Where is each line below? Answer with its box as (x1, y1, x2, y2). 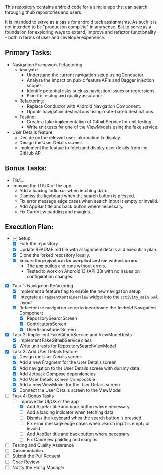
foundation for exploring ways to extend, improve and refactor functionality (5, 29, 156, 35)
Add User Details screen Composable (19, 376, 95, 382)
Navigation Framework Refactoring (12, 61, 82, 68)
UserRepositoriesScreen (26, 327, 76, 332)
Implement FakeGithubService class (19, 337, 92, 343)
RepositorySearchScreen (26, 315, 77, 321)
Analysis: (19, 67, 38, 72)
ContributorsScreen (26, 321, 67, 327)
